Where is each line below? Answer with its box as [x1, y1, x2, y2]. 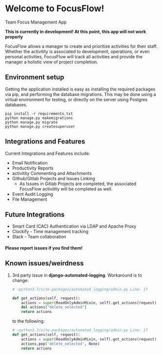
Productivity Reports [12, 165, 54, 171]
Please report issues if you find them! [5, 245, 83, 251]
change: [12, 277, 29, 283]
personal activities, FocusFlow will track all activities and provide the [5, 53, 143, 59]
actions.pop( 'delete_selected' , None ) [21, 341, 100, 346]
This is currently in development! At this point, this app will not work [5, 28, 146, 34]
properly [5, 34, 23, 40]
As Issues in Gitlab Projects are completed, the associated [19, 181, 137, 187]
